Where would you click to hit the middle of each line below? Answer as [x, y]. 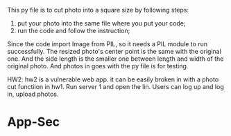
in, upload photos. [33, 94]
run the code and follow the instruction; [74, 31]
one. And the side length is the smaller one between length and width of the [115, 59]
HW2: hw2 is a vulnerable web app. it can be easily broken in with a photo [113, 79]
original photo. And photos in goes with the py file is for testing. [98, 66]
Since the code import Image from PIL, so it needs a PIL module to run [108, 44]
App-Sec [34, 122]
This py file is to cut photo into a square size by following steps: [98, 10]
